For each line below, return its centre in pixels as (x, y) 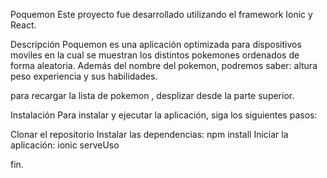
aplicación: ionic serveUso (65, 145)
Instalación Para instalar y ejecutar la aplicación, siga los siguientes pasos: (164, 115)
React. (23, 25)
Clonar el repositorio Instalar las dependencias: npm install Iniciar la (149, 134)
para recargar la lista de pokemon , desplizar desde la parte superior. (152, 95)
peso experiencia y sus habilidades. (84, 76)
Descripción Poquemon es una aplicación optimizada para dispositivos (156, 44)
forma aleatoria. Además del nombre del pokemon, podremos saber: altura (164, 65)
